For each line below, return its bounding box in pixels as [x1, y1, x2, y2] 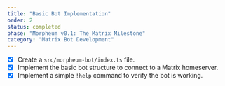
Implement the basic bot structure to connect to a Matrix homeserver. [17, 64, 219, 72]
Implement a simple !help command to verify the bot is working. [17, 71, 203, 80]
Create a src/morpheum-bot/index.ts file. [17, 55, 135, 64]
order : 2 [7, 17, 33, 24]
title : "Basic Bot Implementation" [7, 10, 111, 17]
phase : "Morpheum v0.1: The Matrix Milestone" [7, 29, 146, 37]
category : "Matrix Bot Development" [7, 36, 114, 43]
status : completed [7, 23, 61, 30]
